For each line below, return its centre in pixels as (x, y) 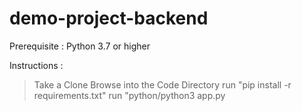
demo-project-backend (109, 18)
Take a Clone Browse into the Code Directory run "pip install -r (162, 84)
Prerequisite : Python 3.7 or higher (80, 46)
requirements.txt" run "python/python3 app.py (129, 95)
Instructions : (36, 65)
